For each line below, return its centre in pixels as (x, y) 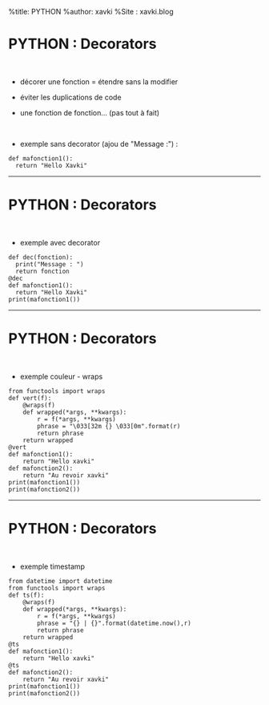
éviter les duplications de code (70, 97)
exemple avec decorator (60, 242)
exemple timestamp (52, 566)
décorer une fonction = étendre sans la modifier (99, 81)
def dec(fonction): (41, 257)
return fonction (42, 271)
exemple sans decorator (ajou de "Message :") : (99, 144)
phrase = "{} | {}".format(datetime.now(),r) (114, 623)
